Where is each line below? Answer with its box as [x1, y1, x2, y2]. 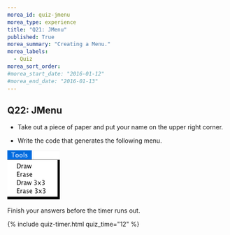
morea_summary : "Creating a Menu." [7, 41, 111, 48]
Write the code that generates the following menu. [17, 136, 162, 145]
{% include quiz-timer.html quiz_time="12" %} [7, 220, 140, 229]
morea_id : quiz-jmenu [7, 11, 71, 18]
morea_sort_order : [7, 63, 61, 70]
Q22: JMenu [7, 104, 63, 116]
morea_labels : [7, 48, 49, 55]
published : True [7, 34, 55, 41]
